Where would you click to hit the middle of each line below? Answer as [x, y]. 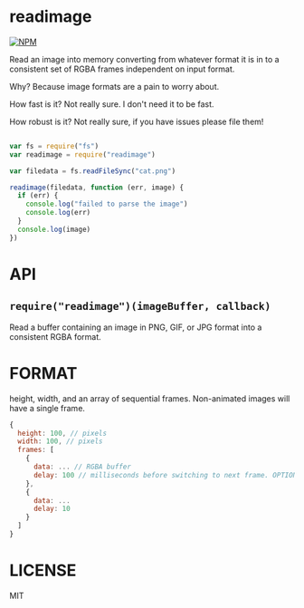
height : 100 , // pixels [62, 433]
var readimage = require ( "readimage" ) [82, 154]
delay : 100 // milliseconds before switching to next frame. [151, 475]
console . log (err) [58, 213]
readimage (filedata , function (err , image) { [96, 188]
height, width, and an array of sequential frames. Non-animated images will [150, 398]
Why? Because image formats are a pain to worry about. [114, 86]
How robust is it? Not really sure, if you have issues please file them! [137, 121]
